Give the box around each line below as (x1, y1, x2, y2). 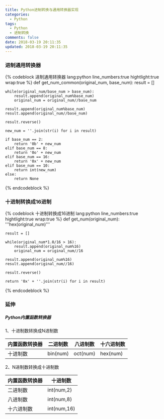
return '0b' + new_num (14, 141, 61, 146)
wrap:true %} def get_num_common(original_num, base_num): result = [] (5, 79, 155, 85)
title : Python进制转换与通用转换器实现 (5, 7, 79, 12)
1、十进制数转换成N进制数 (5, 328, 59, 334)
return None (14, 176, 39, 181)
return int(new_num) (14, 167, 57, 172)
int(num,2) (47, 387, 72, 394)
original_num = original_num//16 (14, 248, 83, 254)
